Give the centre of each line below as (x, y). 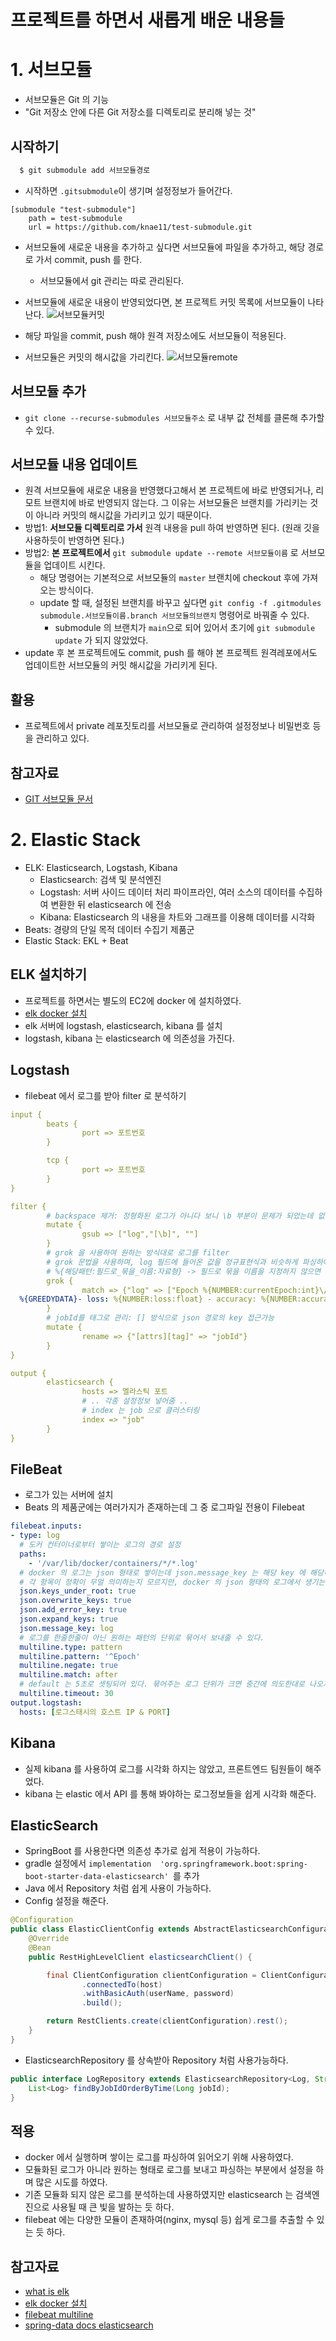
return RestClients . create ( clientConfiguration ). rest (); (167, 2021)
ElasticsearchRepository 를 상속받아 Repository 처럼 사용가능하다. (156, 2060)
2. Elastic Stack (75, 840)
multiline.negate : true (68, 1666)
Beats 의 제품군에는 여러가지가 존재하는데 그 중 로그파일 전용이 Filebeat (164, 1507)
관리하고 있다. (62, 738)
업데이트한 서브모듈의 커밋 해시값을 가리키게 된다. (121, 665)
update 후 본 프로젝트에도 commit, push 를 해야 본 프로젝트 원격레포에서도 (171, 653)
